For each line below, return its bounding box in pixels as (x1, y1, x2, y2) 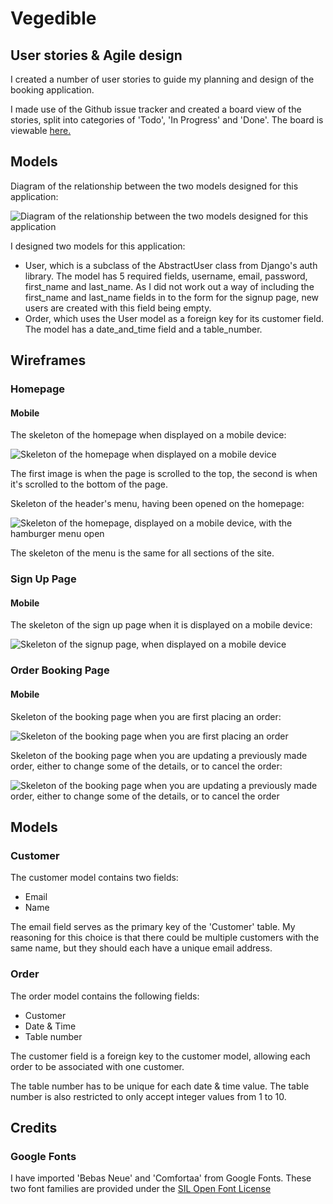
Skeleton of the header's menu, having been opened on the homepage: (10, 498, 305, 510)
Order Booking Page (10, 663, 110, 677)
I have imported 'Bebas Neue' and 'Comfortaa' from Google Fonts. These (10, 1172, 312, 1184)
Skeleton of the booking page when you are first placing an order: (10, 710, 282, 722)
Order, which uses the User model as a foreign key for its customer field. (24, 312, 324, 324)
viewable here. (10, 125, 72, 136)
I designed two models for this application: (10, 240, 186, 252)
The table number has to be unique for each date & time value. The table (10, 1080, 310, 1092)
